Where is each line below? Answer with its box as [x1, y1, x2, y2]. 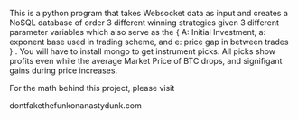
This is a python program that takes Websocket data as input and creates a [9, 8, 289, 18]
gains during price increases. [9, 65, 118, 76]
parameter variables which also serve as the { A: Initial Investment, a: [9, 27, 266, 37]
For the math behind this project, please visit [9, 83, 175, 93]
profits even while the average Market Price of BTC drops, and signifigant [9, 56, 283, 66]
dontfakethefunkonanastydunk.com [9, 100, 142, 111]
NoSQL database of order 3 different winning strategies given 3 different [9, 17, 280, 28]
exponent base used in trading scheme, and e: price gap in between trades [9, 36, 289, 47]
